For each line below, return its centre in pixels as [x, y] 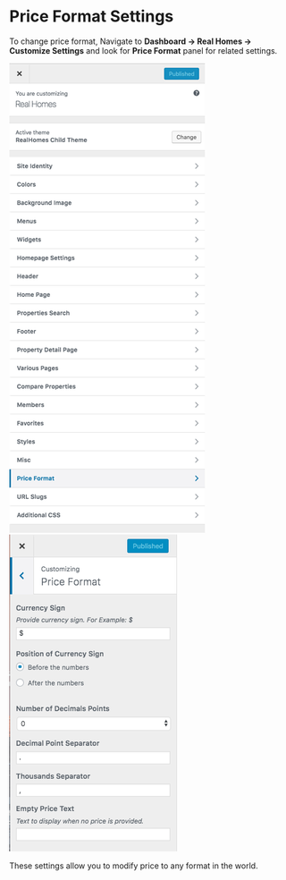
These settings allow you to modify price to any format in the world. [134, 866]
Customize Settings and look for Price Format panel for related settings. [143, 50]
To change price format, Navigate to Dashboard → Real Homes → [130, 41]
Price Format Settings [92, 17]
